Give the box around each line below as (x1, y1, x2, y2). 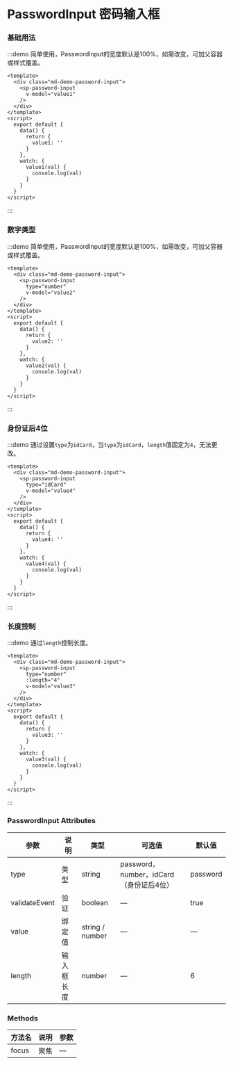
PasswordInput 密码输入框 (7, 6, 160, 22)
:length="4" (25, 677, 60, 684)
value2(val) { (25, 362, 67, 369)
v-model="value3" (25, 683, 76, 690)
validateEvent (10, 897, 55, 907)
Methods (7, 1013, 38, 1023)
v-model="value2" (25, 289, 76, 296)
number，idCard (120, 870, 175, 879)
